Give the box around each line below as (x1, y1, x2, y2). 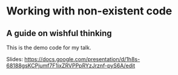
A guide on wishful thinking (6, 28, 112, 38)
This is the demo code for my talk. (6, 44, 91, 51)
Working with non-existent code (6, 4, 173, 18)
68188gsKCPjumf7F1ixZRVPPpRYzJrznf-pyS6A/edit (6, 62, 136, 69)
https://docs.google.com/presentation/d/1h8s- (24, 56, 140, 62)
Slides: (6, 56, 23, 62)
